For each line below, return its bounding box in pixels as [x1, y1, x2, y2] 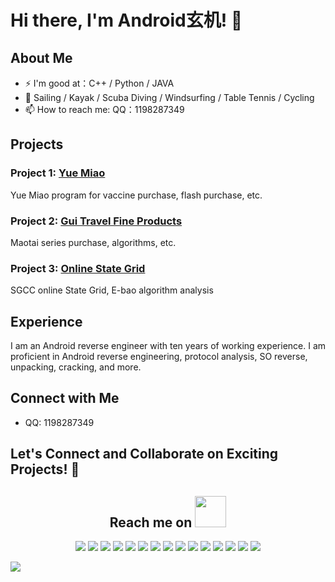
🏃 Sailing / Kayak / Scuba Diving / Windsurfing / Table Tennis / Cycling [24, 92, 315, 103]
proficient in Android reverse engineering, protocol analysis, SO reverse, [10, 351, 308, 363]
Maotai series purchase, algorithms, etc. [10, 236, 177, 248]
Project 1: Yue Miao [10, 166, 106, 180]
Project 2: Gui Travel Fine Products [10, 214, 183, 228]
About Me [10, 49, 73, 66]
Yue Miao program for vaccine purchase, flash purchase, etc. [10, 189, 263, 201]
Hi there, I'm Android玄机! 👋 [10, 9, 243, 32]
